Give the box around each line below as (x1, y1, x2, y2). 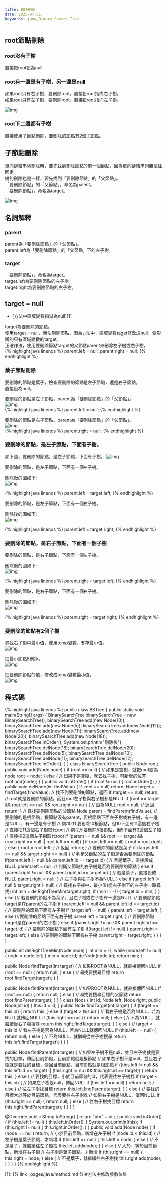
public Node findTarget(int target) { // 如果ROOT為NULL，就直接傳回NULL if (5, 963, 161, 969)
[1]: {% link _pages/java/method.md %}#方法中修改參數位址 (5, 1171, 128, 1177)
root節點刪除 (5, 36, 45, 45)
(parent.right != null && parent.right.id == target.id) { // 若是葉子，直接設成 (5, 870, 157, 876)
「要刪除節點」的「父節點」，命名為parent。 (5, 182, 95, 188)
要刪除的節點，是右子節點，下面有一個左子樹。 (5, 552, 101, 558)
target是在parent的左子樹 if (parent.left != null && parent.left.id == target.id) (5, 901, 159, 907)
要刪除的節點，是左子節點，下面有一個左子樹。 (5, 464, 101, 470)
